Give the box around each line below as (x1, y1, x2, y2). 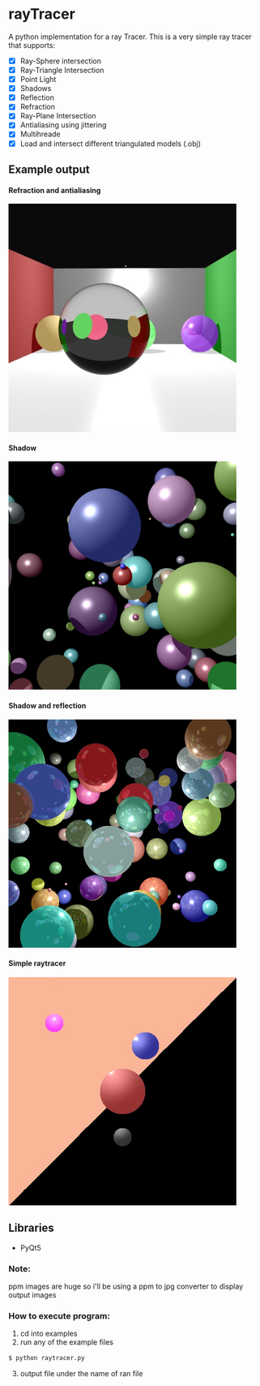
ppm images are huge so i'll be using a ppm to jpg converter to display (8, 1281, 244, 1291)
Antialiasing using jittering (19, 120, 107, 130)
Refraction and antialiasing (8, 185, 101, 195)
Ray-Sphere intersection (19, 56, 101, 66)
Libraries (8, 1221, 54, 1235)
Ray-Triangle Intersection (19, 66, 104, 75)
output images (8, 1289, 57, 1299)
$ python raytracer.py (8, 1354, 85, 1362)
